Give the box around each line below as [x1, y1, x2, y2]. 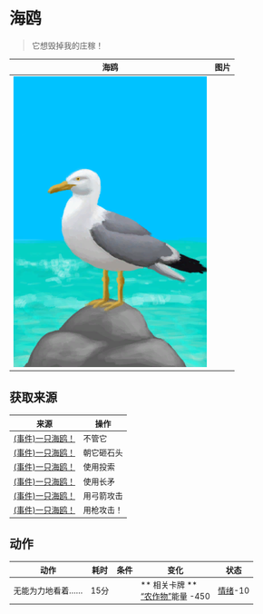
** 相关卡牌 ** [140, 579, 198, 590]
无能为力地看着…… [13, 585, 83, 596]
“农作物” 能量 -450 [140, 591, 210, 602]
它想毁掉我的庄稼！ [31, 40, 104, 51]
